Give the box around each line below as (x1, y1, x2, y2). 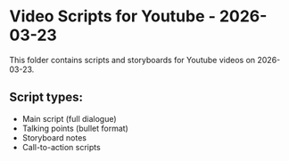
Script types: (9, 90, 83, 105)
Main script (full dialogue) (21, 113, 118, 124)
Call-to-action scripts (21, 141, 101, 152)
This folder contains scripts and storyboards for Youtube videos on (9, 54, 256, 65)
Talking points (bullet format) (21, 123, 129, 133)
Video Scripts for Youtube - (9, 6, 217, 27)
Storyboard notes (21, 132, 87, 143)
